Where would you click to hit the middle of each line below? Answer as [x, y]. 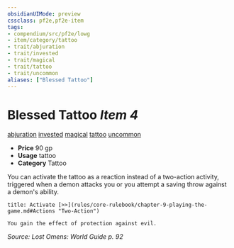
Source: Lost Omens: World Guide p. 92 [65, 237]
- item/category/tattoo [43, 40]
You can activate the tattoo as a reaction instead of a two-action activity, [113, 177]
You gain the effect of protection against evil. [82, 224]
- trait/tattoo [30, 67]
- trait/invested [33, 54]
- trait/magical [31, 60]
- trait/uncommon [33, 73]
